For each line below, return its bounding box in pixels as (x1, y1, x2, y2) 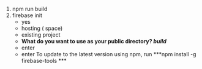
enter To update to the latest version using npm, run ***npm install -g (21, 51, 196, 57)
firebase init (12, 12, 43, 19)
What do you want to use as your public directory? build (21, 38, 167, 45)
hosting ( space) (21, 24, 63, 32)
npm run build (12, 5, 48, 12)
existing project (21, 31, 61, 38)
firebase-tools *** (21, 57, 67, 64)
